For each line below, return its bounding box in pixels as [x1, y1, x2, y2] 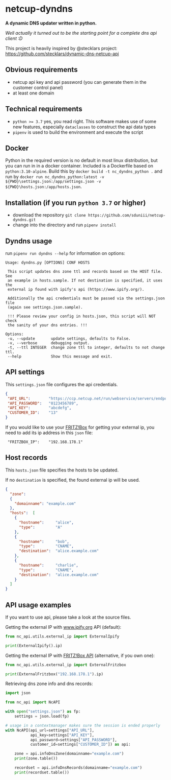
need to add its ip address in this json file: [5, 430, 93, 436]
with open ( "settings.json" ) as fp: [5, 709, 81, 714]
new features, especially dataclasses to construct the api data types [12, 124, 156, 130]
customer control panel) [12, 84, 64, 90]
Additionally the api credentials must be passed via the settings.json [7, 296, 165, 301]
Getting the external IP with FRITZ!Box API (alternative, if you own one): [5, 652, 155, 658]
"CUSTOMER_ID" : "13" [7, 410, 58, 415]
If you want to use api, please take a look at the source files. [5, 614, 131, 620]
